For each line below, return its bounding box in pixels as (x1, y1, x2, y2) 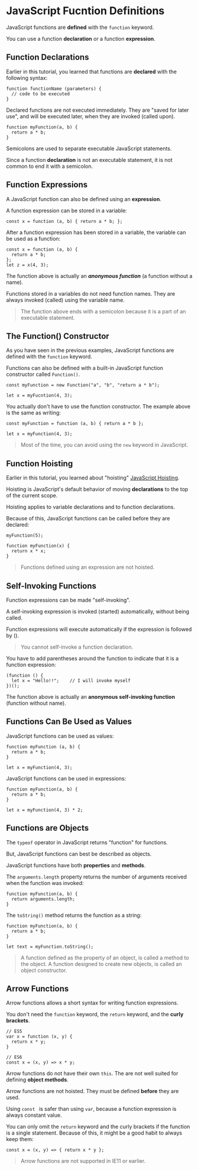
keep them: (6, 1136, 34, 1143)
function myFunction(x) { (6, 543, 70, 549)
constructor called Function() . (6, 371, 80, 378)
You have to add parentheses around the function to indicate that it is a (6, 655, 179, 662)
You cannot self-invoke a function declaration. (20, 643, 134, 650)
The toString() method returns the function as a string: (6, 912, 142, 919)
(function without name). (6, 699, 66, 706)
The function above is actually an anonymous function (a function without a (6, 272, 193, 279)
